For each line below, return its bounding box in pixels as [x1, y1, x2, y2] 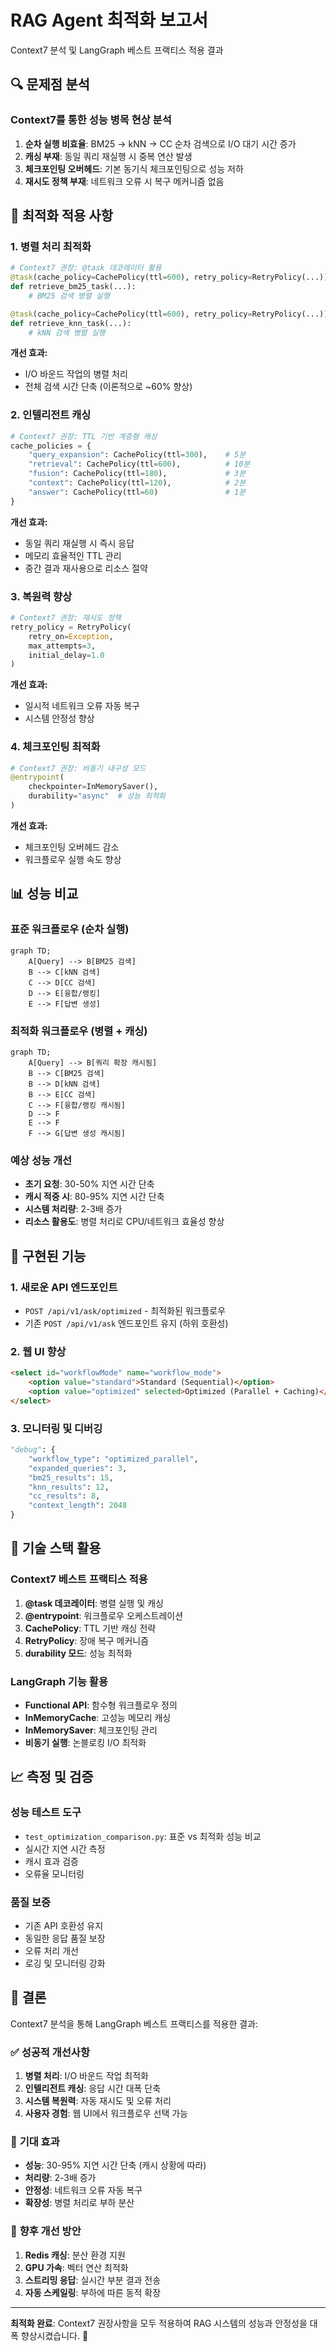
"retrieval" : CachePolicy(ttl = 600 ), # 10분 [28, 459, 251, 470]
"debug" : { [10, 1445, 56, 1455]
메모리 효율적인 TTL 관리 [24, 549, 122, 561]
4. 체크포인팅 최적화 [10, 740, 101, 754]
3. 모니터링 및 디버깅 [10, 1421, 103, 1435]
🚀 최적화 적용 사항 [10, 207, 113, 225]
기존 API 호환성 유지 [24, 1919, 104, 1931]
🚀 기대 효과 [10, 2135, 60, 2149]
